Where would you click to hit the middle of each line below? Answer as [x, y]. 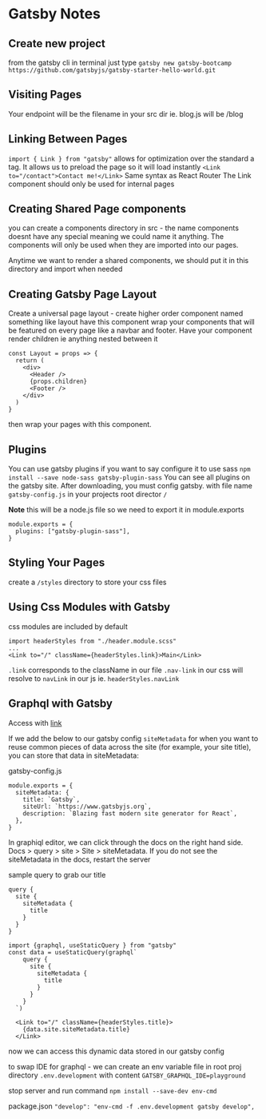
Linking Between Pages [68, 139]
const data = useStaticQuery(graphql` [73, 952]
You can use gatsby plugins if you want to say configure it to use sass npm [129, 469]
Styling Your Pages [57, 563]
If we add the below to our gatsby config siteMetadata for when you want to [133, 738]
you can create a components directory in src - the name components [124, 228]
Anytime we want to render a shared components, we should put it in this [129, 261]
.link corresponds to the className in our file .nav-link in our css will [126, 670]
